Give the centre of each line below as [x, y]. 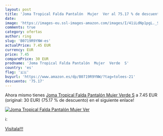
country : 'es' [19, 68]
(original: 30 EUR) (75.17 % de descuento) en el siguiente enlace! [70, 100]
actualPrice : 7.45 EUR [28, 45]
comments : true [20, 27]
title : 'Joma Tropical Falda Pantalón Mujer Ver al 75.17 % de [72, 14]
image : [12, 23]
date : [10, 18]
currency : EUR [19, 50]
